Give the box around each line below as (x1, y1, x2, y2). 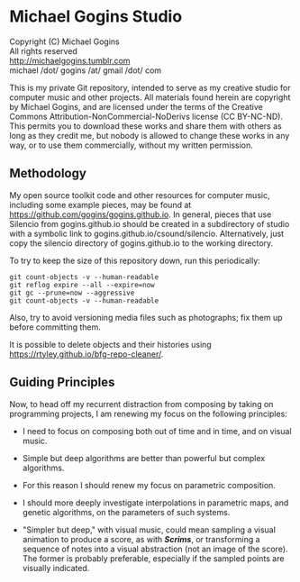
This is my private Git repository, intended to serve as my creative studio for (9, 82, 291, 93)
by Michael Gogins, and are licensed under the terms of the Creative (9, 101, 263, 112)
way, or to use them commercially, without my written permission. (9, 140, 254, 150)
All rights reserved (9, 45, 78, 56)
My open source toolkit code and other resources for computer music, (9, 189, 270, 200)
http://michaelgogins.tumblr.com (9, 55, 131, 66)
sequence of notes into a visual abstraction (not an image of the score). (22, 543, 288, 554)
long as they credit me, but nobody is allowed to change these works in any (9, 130, 290, 141)
